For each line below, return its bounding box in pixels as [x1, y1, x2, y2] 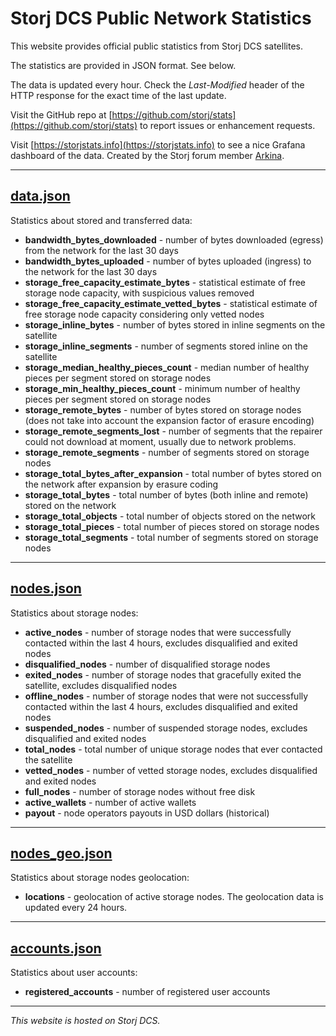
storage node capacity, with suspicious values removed [24, 287, 255, 299]
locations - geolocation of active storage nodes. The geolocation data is [24, 891, 324, 903]
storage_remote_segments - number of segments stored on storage [24, 446, 310, 458]
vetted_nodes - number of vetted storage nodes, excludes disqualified [24, 764, 318, 776]
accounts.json [10, 940, 102, 957]
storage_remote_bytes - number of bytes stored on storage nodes [24, 403, 302, 416]
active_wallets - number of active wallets [24, 796, 197, 808]
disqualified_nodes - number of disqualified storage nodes [24, 658, 271, 670]
